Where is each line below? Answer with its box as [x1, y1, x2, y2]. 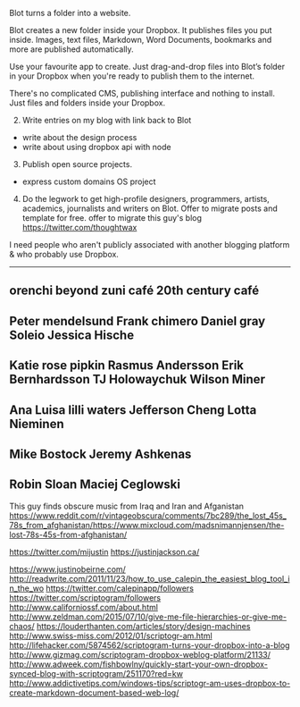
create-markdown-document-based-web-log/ [9, 687, 179, 698]
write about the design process [21, 132, 137, 142]
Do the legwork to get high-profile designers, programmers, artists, [21, 194, 270, 204]
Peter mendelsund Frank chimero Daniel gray [9, 313, 266, 329]
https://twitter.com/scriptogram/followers [9, 592, 162, 602]
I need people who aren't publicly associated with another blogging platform [9, 240, 290, 249]
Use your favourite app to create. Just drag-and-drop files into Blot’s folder [9, 62, 286, 72]
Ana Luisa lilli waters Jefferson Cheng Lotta [9, 402, 257, 417]
